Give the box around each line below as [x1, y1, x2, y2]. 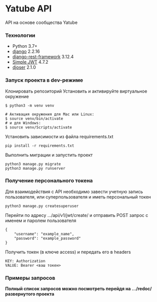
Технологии [5, 32, 36, 39]
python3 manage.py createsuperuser [5, 203, 79, 208]
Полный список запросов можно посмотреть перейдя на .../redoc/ [5, 286, 152, 292]
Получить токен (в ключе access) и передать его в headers [5, 249, 131, 255]
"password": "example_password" [14, 236, 81, 241]
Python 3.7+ [12, 43, 38, 49]
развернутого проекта [5, 291, 55, 297]
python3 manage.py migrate [5, 161, 61, 167]
